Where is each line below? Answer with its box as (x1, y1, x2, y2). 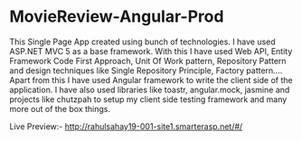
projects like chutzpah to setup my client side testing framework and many (9, 93, 288, 105)
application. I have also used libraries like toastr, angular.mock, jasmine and (9, 84, 290, 95)
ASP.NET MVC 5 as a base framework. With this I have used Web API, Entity (9, 45, 293, 56)
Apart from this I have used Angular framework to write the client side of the (9, 74, 293, 85)
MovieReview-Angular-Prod (9, 6, 224, 27)
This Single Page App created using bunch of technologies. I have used (9, 36, 276, 47)
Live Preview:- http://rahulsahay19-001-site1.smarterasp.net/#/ (9, 120, 243, 132)
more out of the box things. (9, 103, 111, 114)
